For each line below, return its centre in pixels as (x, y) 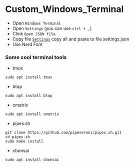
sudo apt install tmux (29, 77)
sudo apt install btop (29, 96)
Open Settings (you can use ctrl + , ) (52, 28)
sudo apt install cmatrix (32, 114)
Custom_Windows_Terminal (64, 9)
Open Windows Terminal (36, 23)
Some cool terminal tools (36, 57)
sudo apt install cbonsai (32, 160)
